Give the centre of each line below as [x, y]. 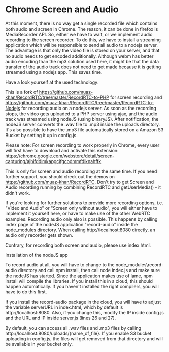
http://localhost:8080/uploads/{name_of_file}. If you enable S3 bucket [78, 333]
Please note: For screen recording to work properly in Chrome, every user [82, 145]
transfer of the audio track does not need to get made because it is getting [83, 67]
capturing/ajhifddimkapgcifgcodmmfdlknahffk [53, 161]
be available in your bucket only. [39, 344]
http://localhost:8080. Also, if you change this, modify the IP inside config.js [84, 312]
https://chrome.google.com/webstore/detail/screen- [60, 156]
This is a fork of [22, 92]
